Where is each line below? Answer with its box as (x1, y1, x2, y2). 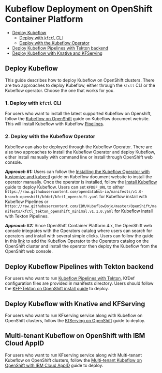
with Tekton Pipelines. (5, 213, 49, 219)
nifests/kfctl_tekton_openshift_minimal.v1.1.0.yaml (5, 209, 114, 214)
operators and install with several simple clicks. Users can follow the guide (5, 233, 154, 239)
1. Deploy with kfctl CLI (5, 99, 61, 106)
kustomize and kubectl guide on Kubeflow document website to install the (5, 174, 152, 180)
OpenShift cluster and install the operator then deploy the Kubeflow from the (5, 243, 158, 249)
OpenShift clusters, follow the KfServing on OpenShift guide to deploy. (5, 317, 146, 323)
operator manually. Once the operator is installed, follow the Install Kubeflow (5, 179, 157, 185)
